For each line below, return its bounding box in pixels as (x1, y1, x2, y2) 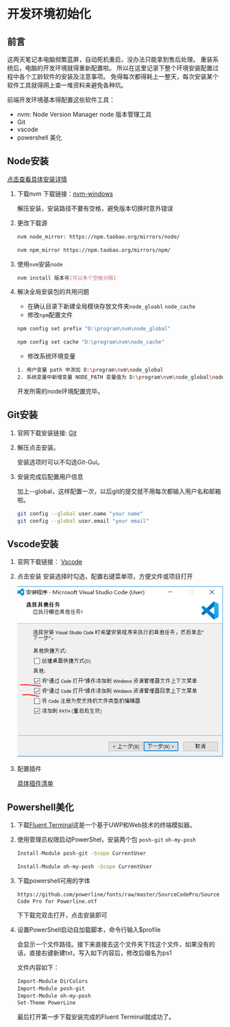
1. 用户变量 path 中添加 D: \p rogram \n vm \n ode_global (16, 367, 164, 374)
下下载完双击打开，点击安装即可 (16, 911, 107, 919)
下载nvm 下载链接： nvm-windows (16, 190, 114, 198)
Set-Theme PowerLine (16, 1000, 76, 1006)
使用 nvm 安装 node (16, 260, 63, 268)
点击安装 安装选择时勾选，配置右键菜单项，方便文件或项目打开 (16, 572, 193, 580)
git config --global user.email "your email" (16, 517, 149, 524)
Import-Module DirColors (16, 978, 88, 984)
